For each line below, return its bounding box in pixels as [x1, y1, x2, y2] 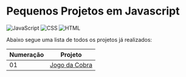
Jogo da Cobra [49, 61, 93, 69]
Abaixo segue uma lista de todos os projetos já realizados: [6, 36, 153, 43]
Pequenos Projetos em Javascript [6, 4, 180, 18]
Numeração [9, 50, 44, 59]
